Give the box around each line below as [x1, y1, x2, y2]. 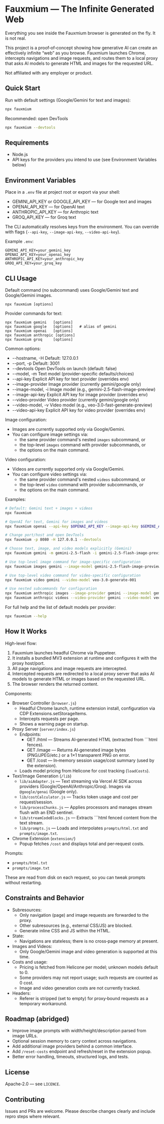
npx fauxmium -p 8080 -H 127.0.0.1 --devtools [5, 537, 102, 542]
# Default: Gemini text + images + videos [5, 506, 93, 511]
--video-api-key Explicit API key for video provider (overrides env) [12, 407, 145, 413]
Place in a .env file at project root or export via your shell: [5, 189, 121, 195]
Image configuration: [5, 417, 47, 423]
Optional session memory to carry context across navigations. [12, 1038, 138, 1044]
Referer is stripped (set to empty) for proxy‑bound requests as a [19, 995, 148, 1001]
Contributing [5, 1095, 45, 1103]
